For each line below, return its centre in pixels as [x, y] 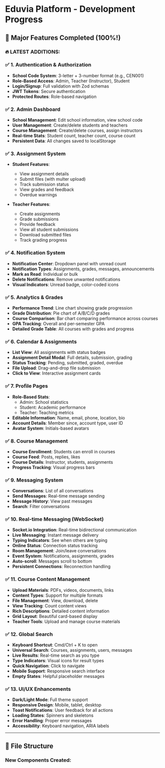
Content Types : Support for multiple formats [57, 595]
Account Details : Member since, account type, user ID [68, 423]
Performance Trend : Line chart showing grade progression [72, 308]
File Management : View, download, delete [55, 600]
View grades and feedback [47, 190]
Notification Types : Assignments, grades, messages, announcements [83, 269]
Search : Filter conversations [41, 507]
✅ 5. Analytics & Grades [34, 297]
